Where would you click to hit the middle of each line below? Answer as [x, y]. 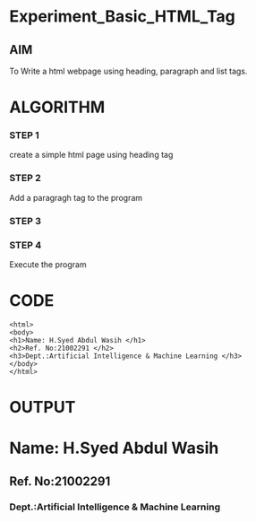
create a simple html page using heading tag [91, 155]
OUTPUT [43, 408]
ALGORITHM [57, 107]
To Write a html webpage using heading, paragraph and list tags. [128, 71]
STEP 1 [24, 135]
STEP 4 [26, 245]
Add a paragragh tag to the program [76, 197]
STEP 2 [26, 178]
